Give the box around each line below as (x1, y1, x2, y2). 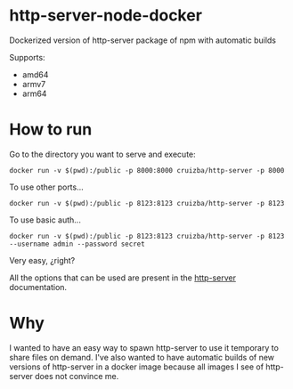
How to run (9, 119, 93, 140)
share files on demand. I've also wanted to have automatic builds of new (9, 352, 274, 362)
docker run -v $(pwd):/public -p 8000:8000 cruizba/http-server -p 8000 (9, 166, 285, 174)
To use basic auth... (9, 215, 82, 225)
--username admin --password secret (9, 239, 145, 248)
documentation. (9, 281, 68, 292)
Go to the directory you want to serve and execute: (9, 149, 196, 159)
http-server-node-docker (9, 5, 203, 26)
